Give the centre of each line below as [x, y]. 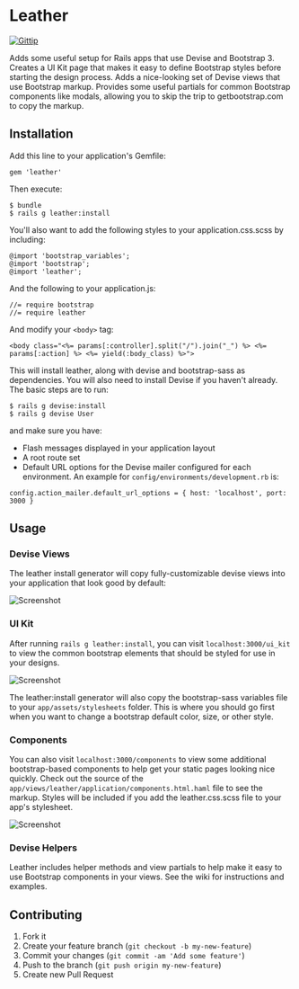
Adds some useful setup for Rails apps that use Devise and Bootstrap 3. [142, 58]
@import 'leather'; [46, 272]
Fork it [34, 937]
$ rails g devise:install [57, 405]
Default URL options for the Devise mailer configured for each [136, 467]
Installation [41, 134]
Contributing [46, 915]
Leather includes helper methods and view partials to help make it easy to [146, 868]
